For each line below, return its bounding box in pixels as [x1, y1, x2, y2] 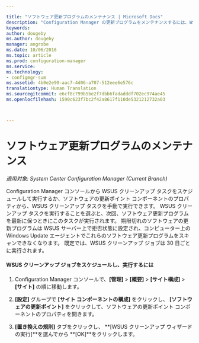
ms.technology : [6, 69, 44, 75]
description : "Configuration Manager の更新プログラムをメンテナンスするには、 [6, 19, 190, 25]
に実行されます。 [6, 246, 47, 254]
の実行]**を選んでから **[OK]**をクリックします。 [14, 330, 138, 338]
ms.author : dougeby [6, 36, 54, 42]
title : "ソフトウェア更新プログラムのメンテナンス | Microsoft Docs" [6, 14, 163, 20]
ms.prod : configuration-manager [6, 57, 86, 64]
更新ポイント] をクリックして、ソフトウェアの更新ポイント [30, 303, 174, 310]
